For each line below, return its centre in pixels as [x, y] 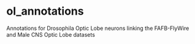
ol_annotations [45, 11]
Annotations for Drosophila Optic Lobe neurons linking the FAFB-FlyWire [98, 28]
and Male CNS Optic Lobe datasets [51, 34]
